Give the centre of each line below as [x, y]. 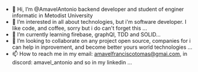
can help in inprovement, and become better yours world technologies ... [102, 47]
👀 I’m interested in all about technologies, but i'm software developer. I [99, 22]
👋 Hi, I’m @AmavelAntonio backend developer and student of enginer [98, 9]
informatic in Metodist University [52, 15]
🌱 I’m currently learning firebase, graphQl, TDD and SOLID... [86, 35]
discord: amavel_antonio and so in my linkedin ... [72, 62]
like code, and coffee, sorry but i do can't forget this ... [79, 28]
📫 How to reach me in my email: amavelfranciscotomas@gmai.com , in [100, 54]
